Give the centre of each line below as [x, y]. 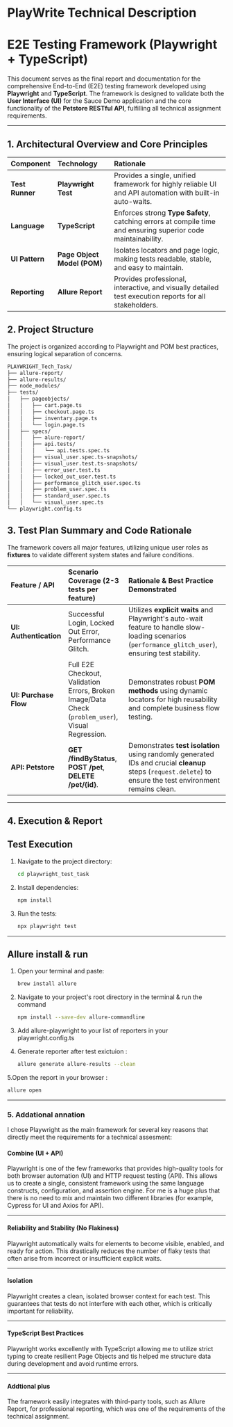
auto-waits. [133, 201]
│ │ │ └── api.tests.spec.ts [59, 451]
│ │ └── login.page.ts [46, 425]
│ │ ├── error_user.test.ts [54, 470]
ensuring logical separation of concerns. [65, 353]
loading [140, 636]
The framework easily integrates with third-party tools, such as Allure [106, 1402]
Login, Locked [91, 623]
